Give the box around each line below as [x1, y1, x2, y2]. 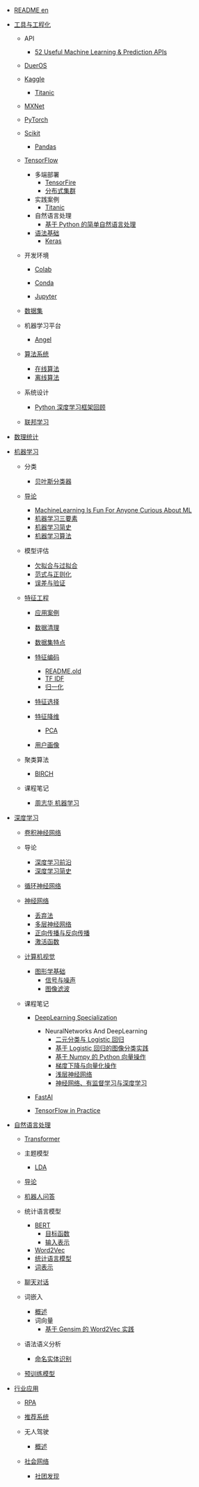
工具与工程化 [13, 20, 51, 29]
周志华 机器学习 [34, 799, 80, 807]
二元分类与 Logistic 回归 [55, 1035, 125, 1043]
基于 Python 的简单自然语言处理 [45, 220, 136, 228]
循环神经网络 [24, 882, 61, 889]
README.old [45, 667, 81, 675]
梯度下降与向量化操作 [55, 1061, 117, 1070]
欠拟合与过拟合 [34, 561, 78, 570]
